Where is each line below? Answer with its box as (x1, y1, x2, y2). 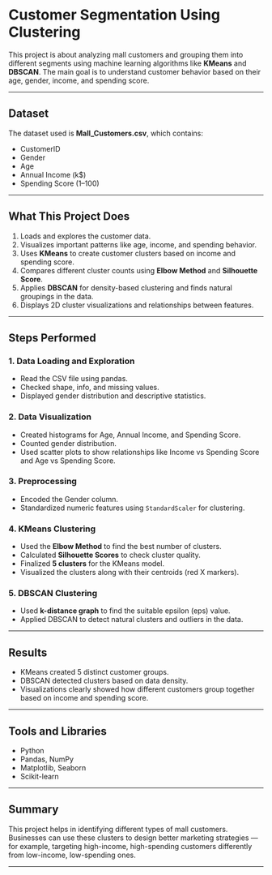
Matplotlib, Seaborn (19, 763, 87, 773)
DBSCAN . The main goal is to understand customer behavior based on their (8, 66, 261, 76)
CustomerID (19, 144, 61, 153)
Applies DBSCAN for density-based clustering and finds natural (19, 282, 233, 293)
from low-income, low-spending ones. (8, 850, 136, 860)
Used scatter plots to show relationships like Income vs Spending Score (19, 447, 260, 457)
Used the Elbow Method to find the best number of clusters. (19, 542, 222, 551)
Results (8, 646, 48, 659)
